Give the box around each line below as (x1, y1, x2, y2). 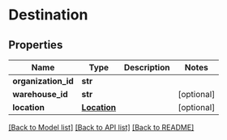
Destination (8, 6, 88, 24)
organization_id (12, 75, 75, 87)
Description (124, 62, 170, 73)
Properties (8, 38, 63, 52)
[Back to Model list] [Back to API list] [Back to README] (8, 123, 195, 132)
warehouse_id (12, 89, 69, 100)
